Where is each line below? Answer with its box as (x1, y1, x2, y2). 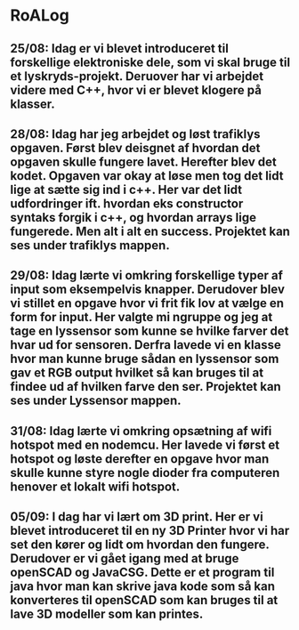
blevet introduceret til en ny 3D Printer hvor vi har (10, 523, 290, 538)
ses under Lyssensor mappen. (10, 393, 182, 408)
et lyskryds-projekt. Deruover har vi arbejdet (10, 69, 264, 84)
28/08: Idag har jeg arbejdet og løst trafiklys (10, 126, 261, 141)
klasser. (10, 96, 56, 111)
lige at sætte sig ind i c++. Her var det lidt (10, 182, 243, 197)
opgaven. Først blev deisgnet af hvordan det (10, 140, 261, 156)
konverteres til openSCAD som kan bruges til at (10, 593, 279, 608)
